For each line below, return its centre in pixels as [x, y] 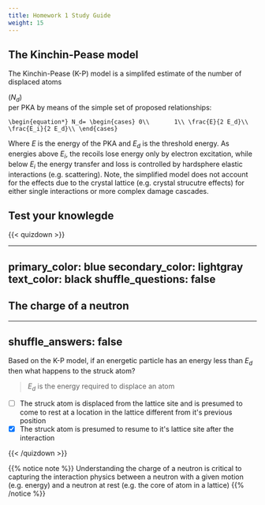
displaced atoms [35, 82]
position [33, 420]
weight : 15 [26, 23]
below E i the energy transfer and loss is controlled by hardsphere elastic [125, 165]
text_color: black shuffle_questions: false [112, 279]
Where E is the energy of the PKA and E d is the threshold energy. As [119, 144]
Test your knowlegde [61, 215]
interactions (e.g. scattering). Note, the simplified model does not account [128, 174]
